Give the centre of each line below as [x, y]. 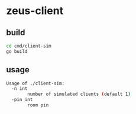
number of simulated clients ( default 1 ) [79, 94]
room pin [38, 105]
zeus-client [35, 11]
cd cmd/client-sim [29, 46]
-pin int [22, 100]
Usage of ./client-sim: [35, 83]
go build [17, 51]
